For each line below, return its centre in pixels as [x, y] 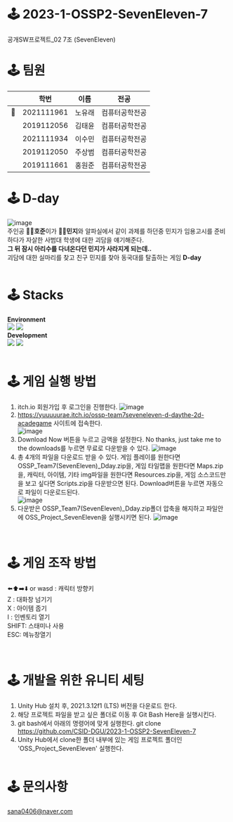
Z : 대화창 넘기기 [30, 599]
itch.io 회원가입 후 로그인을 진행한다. [67, 406]
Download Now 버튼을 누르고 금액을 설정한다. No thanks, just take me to [119, 439]
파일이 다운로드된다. [52, 492]
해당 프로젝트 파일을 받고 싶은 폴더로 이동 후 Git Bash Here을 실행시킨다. [117, 714]
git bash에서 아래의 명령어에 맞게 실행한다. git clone [89, 723]
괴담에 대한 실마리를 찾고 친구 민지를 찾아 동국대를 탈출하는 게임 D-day [104, 257]
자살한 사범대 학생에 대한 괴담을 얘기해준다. [85, 240]
